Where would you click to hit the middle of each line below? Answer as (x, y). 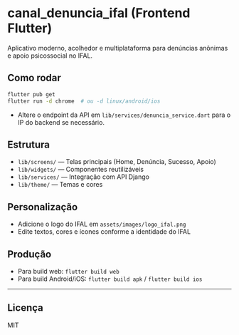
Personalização (43, 207)
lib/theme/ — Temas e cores (60, 185)
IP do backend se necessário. (61, 122)
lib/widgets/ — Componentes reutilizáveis (81, 170)
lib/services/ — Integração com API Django (83, 177)
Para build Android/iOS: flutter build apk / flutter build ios (110, 279)
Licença (26, 308)
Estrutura (29, 144)
